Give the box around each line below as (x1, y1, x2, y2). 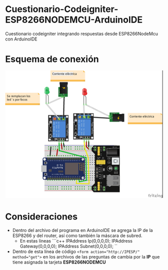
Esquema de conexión (5, 53, 99, 65)
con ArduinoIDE (5, 36, 37, 42)
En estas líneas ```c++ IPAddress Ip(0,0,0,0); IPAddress (19, 238, 133, 244)
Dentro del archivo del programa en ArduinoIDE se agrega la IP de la (12, 227, 153, 233)
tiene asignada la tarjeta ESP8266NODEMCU (12, 259, 106, 265)
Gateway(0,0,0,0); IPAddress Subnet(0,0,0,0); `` (19, 243, 117, 249)
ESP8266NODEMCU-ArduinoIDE (5, 14, 143, 25)
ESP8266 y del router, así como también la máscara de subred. (12, 232, 142, 238)
